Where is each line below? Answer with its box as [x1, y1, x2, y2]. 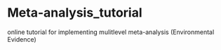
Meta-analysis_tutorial [7, 5, 142, 21]
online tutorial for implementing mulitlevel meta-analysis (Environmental [7, 28, 215, 36]
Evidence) [7, 35, 36, 43]
